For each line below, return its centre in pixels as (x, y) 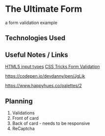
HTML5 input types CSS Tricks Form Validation (52, 67)
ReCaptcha (24, 128)
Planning (19, 101)
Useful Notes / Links (37, 55)
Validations (23, 113)
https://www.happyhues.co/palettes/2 (43, 86)
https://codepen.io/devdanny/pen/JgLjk (45, 76)
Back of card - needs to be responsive (51, 123)
